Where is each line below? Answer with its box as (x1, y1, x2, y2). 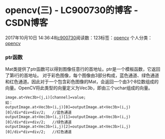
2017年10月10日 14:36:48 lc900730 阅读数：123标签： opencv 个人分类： (5, 35, 152, 41)
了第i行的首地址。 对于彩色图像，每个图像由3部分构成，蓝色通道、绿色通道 (5, 72, 159, 78)
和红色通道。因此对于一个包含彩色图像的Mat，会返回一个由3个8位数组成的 (5, 79, 159, 85)
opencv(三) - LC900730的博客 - (5, 5, 138, 16)
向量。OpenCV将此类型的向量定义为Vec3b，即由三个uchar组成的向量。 (5, 85, 153, 91)
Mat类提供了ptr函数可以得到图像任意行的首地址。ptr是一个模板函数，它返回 (5, 66, 160, 72)
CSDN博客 (5, 17, 48, 29)
